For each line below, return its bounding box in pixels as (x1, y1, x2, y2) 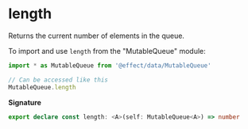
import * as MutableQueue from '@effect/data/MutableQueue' (8, 61, 212, 70)
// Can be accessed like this (8, 76, 109, 84)
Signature (8, 97, 42, 107)
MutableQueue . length (8, 83, 77, 91)
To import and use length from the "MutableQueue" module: (8, 46, 207, 55)
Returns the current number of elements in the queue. (8, 31, 185, 40)
